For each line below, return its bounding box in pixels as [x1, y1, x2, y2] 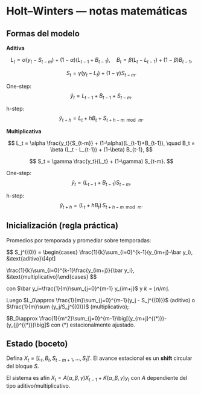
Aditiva [6, 44, 25, 51]
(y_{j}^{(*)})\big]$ [6, 321, 50, 328]
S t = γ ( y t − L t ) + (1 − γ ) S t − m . [66, 69, 137, 78]
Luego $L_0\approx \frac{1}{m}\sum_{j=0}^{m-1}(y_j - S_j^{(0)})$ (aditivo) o [6, 296, 195, 304]
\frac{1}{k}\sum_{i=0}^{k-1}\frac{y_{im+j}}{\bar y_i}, [6, 267, 135, 274]
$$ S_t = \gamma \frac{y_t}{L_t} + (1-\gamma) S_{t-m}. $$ [29, 158, 174, 165]
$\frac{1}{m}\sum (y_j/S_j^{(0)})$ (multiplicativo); [6, 303, 129, 310]
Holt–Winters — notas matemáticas [6, 4, 188, 18]
